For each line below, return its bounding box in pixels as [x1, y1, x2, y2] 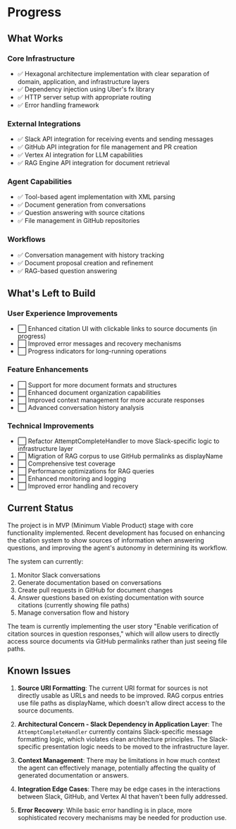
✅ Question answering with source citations [17, 209, 145, 217]
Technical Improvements [7, 420, 94, 430]
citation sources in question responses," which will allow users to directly [7, 629, 220, 638]
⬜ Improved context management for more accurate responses [17, 396, 205, 404]
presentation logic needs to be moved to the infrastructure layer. [42, 742, 230, 751]
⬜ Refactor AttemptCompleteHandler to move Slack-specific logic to [17, 437, 220, 445]
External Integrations [7, 119, 81, 128]
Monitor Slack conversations [17, 571, 101, 579]
